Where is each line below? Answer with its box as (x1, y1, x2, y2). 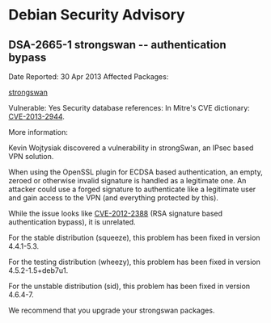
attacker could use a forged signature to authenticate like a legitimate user (8, 184, 256, 194)
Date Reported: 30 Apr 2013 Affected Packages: (8, 72, 169, 82)
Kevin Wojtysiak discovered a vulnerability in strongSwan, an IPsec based (8, 143, 254, 153)
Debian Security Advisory (8, 6, 185, 24)
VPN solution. (8, 152, 54, 161)
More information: (8, 128, 69, 136)
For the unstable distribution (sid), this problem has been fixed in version (8, 281, 251, 291)
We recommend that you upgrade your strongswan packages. (8, 305, 215, 315)
